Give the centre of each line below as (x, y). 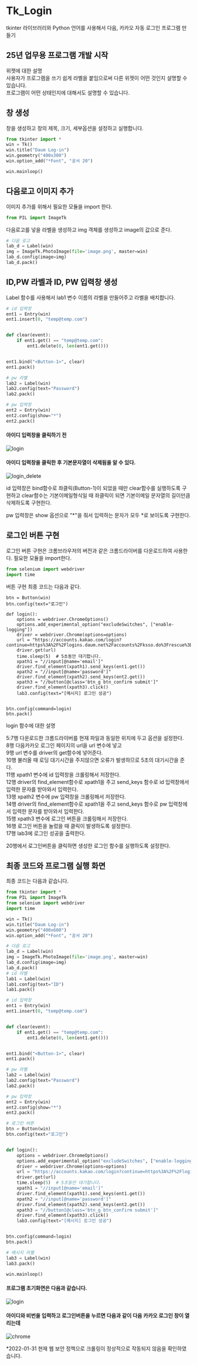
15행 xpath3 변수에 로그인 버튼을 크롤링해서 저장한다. (67, 819)
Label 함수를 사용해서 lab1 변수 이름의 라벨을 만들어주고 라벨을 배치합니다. (91, 297)
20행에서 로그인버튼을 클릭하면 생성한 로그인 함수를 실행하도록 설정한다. (89, 846)
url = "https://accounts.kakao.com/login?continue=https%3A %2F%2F (99, 1172)
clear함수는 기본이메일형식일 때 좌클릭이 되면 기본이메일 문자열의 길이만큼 (106, 495)
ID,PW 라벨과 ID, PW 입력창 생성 (62, 282)
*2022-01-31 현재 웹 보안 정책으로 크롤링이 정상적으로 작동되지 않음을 (86, 1348)
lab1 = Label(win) (28, 979)
